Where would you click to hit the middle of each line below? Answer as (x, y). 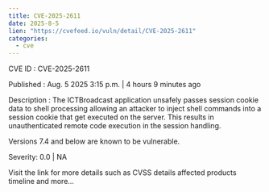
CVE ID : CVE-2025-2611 (49, 69)
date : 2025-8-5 (34, 23)
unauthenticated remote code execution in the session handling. (115, 126)
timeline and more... (41, 182)
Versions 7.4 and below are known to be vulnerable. (94, 141)
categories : (28, 38)
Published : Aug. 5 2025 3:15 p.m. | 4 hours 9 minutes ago (105, 85)
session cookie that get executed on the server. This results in (112, 117)
